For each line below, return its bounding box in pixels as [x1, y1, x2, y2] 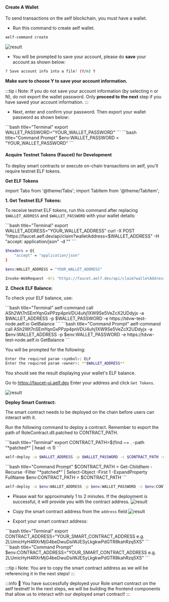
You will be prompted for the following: [5, 346, 86, 353]
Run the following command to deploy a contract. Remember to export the [5, 424, 159, 430]
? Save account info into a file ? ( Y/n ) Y [5, 69, 96, 74]
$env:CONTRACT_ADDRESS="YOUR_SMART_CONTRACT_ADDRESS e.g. [5, 550, 156, 556]
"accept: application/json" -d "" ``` [5, 239, 76, 245]
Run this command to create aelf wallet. [12, 25, 95, 31]
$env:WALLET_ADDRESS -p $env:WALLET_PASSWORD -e [5, 331, 126, 338]
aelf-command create [5, 35, 49, 40]
